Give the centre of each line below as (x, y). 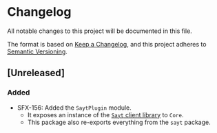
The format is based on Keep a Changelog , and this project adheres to (107, 44)
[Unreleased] (36, 73)
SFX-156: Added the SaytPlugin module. (74, 108)
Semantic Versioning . (37, 51)
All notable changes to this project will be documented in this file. (100, 31)
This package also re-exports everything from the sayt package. (119, 122)
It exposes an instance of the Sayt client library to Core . (105, 114)
